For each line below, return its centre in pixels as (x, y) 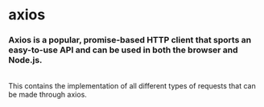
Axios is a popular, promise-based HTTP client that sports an (130, 40)
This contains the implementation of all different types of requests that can (132, 86)
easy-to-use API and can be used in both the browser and (124, 50)
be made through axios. (47, 95)
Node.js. (25, 60)
